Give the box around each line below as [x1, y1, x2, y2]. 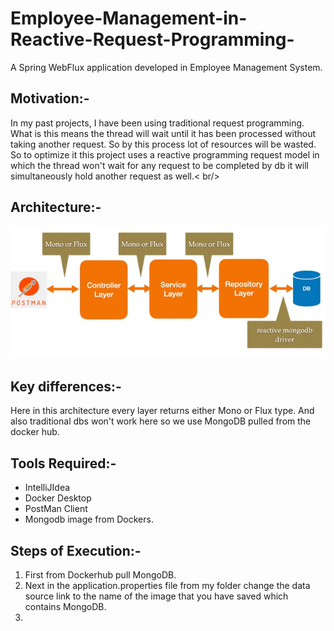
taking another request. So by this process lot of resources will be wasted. [10, 138, 317, 150]
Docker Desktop [24, 492, 92, 504]
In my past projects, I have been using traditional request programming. [10, 117, 305, 129]
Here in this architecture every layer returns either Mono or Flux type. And [10, 405, 315, 417]
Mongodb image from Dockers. [24, 513, 154, 526]
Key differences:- [10, 378, 122, 395]
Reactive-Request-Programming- [10, 28, 295, 51]
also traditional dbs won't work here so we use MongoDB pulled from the [10, 415, 312, 427]
